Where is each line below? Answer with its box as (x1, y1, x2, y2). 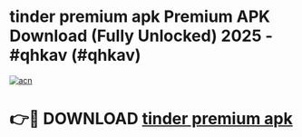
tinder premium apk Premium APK (9, 6, 270, 27)
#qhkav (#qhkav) (9, 45, 141, 65)
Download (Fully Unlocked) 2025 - (9, 25, 274, 46)
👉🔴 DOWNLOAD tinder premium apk (9, 109, 293, 129)
